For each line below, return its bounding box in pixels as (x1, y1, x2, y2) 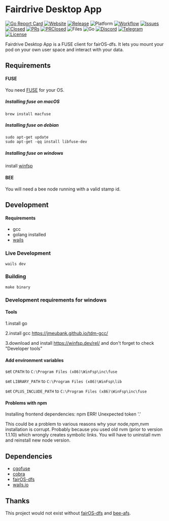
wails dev (5, 261, 26, 266)
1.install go (5, 320, 27, 326)
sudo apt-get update (5, 135, 49, 140)
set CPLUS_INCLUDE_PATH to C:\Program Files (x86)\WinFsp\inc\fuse (5, 388, 147, 394)
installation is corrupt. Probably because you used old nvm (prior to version (5, 426, 163, 432)
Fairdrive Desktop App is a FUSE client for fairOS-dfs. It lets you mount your (5, 41, 164, 47)
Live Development (5, 250, 51, 257)
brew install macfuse (5, 111, 51, 117)
